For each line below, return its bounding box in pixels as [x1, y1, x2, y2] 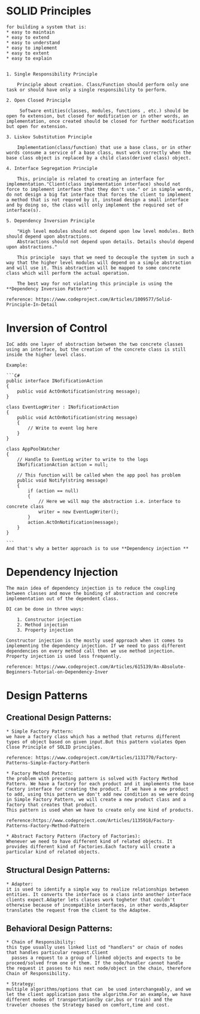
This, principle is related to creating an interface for [17, 175, 165, 182]
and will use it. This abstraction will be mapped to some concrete [6, 265, 181, 271]
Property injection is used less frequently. [6, 653, 122, 659]
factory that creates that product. [6, 802, 98, 807]
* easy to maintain [6, 29, 55, 35]
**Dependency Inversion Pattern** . [6, 286, 98, 292]
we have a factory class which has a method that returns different [6, 733, 181, 740]
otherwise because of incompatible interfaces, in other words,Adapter [6, 902, 189, 908]
